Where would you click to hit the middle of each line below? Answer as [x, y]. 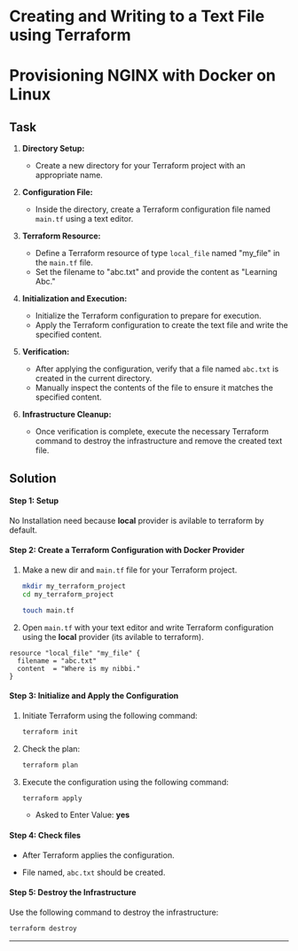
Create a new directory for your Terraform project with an [140, 166]
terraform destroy [43, 928]
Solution [33, 478]
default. [24, 530]
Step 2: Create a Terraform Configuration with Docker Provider [127, 550]
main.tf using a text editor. [84, 219]
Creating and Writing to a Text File [137, 16]
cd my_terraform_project [68, 594]
